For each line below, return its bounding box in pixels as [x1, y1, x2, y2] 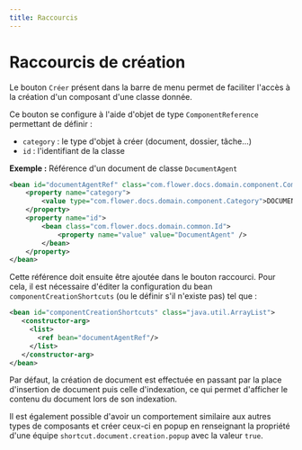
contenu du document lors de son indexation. [9, 393, 178, 405]
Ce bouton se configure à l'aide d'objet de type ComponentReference [9, 109, 259, 120]
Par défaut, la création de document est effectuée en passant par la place [9, 374, 282, 385]
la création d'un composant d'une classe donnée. [9, 91, 193, 102]
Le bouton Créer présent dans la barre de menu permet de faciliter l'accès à [9, 82, 290, 93]
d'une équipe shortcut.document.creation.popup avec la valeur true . [9, 430, 263, 441]
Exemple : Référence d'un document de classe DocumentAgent [9, 163, 238, 174]
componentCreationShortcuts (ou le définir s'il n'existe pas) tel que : [9, 291, 258, 301]
